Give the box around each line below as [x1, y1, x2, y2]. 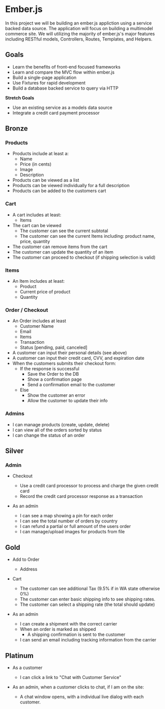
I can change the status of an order [12, 432, 85, 438]
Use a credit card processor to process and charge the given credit [19, 483, 158, 489]
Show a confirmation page [27, 376, 82, 382]
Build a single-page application [12, 74, 76, 81]
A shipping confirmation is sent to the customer [27, 631, 125, 637]
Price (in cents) [19, 161, 51, 167]
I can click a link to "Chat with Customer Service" [19, 674, 121, 680]
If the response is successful [19, 366, 79, 372]
